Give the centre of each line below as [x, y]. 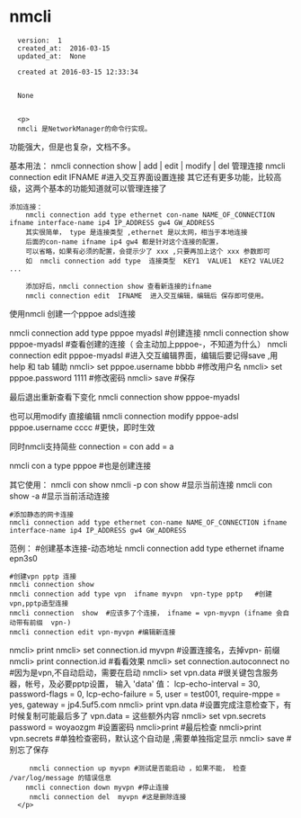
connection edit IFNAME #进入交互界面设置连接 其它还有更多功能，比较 [142, 176]
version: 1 [40, 40]
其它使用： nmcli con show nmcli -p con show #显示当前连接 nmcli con [141, 484]
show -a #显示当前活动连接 [60, 496]
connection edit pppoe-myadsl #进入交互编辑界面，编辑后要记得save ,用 [144, 355]
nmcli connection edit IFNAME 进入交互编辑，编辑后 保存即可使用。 [146, 296]
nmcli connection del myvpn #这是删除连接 [108, 797]
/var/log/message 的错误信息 [61, 778]
